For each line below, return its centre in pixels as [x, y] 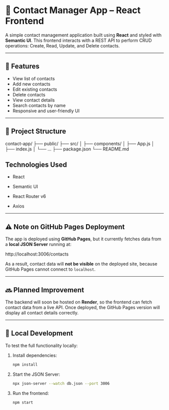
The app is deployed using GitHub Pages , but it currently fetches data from [83, 239]
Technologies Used [36, 164]
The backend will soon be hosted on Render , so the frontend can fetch [79, 302]
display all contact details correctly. [42, 313]
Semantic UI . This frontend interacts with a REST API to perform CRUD [78, 40]
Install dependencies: [35, 355]
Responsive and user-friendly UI [46, 111]
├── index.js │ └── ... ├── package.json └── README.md [67, 149]
